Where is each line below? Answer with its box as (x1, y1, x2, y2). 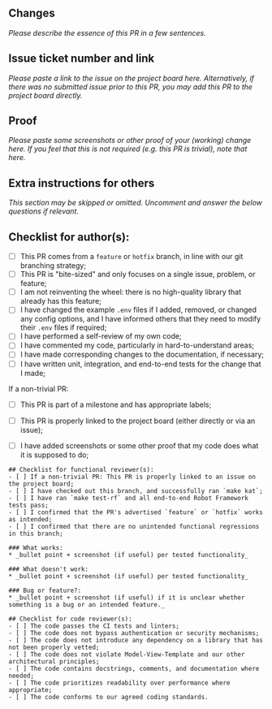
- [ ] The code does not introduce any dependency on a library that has (8, 636, 264, 644)
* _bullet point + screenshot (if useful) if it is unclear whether (8, 593, 245, 602)
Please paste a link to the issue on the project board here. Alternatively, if (8, 73, 254, 83)
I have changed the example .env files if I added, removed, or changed (19, 305, 257, 315)
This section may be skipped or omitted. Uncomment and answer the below (8, 198, 262, 208)
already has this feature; (19, 296, 101, 306)
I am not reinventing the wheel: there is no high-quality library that (19, 287, 242, 297)
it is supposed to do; (19, 450, 89, 460)
